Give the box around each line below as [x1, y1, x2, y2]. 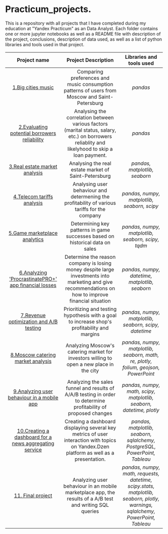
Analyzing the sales [67, 378, 113, 385]
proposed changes [68, 409, 112, 416]
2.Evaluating [18, 123, 48, 130]
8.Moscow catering [10, 351, 56, 358]
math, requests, [122, 470, 159, 477]
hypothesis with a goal [63, 311, 116, 318]
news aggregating [11, 440, 54, 447]
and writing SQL [71, 501, 109, 508]
